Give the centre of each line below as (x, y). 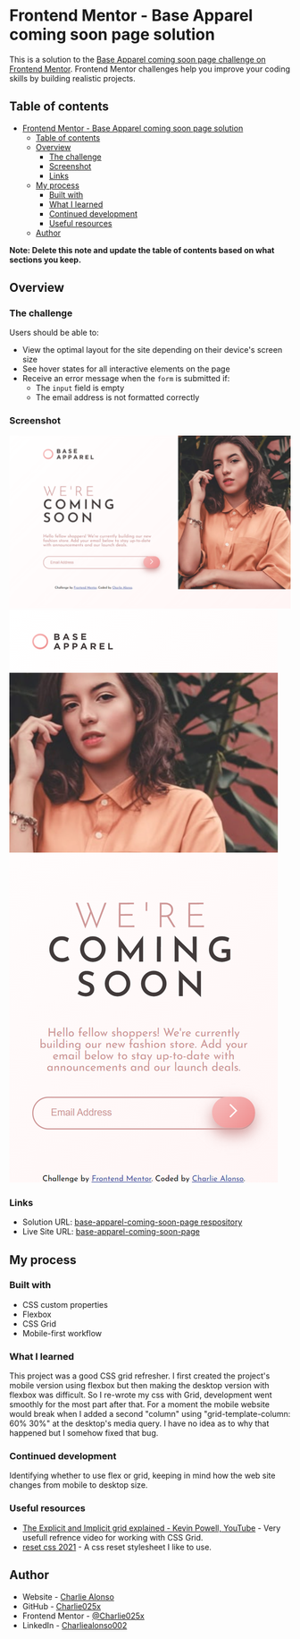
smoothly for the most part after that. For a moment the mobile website (140, 1404)
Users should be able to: (54, 333)
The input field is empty (80, 388)
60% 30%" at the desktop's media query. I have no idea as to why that (139, 1423)
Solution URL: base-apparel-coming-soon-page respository (132, 1222)
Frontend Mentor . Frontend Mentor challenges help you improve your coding (150, 69)
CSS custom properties (65, 1304)
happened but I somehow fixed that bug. (84, 1433)
